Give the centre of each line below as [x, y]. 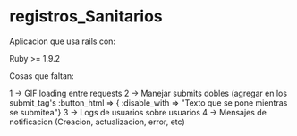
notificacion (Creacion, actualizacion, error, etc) [97, 122]
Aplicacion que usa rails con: [63, 41]
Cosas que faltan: [42, 76]
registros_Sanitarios [86, 17]
